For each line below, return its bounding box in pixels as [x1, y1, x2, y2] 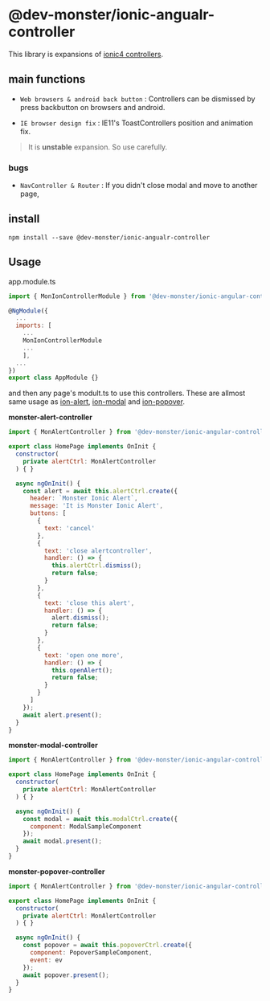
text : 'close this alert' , [43, 599, 135, 607]
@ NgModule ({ [8, 307, 48, 315]
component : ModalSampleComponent [29, 822, 142, 831]
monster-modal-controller [8, 741, 98, 750]
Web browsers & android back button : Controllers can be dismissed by [19, 94, 256, 104]
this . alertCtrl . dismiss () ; [51, 562, 142, 570]
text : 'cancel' [43, 524, 95, 532]
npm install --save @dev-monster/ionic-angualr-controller [8, 233, 211, 242]
